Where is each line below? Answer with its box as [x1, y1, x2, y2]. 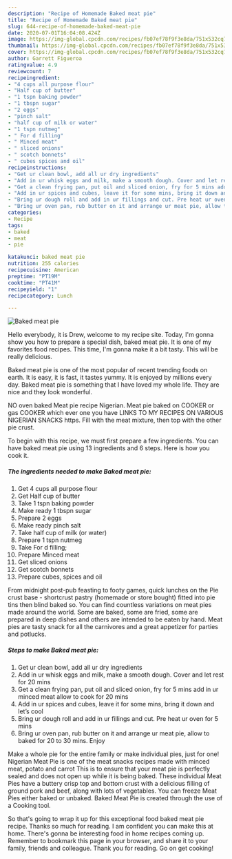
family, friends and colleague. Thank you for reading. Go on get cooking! [8, 844, 214, 853]
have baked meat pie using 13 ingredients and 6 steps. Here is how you [8, 444, 210, 452]
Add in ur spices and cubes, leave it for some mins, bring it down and [17, 700, 215, 708]
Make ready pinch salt [17, 521, 81, 530]
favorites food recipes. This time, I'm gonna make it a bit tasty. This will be [8, 345, 219, 354]
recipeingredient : [8, 74, 61, 81]
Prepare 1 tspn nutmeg [17, 536, 83, 544]
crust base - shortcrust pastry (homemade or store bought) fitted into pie [8, 593, 215, 601]
